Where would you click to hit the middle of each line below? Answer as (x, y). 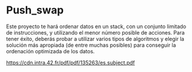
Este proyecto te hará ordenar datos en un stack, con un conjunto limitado (96, 26)
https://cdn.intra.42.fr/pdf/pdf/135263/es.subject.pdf (71, 63)
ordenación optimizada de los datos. (51, 51)
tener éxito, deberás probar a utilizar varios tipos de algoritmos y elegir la (95, 39)
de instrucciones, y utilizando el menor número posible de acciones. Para (95, 32)
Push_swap (35, 10)
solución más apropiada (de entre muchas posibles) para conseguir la (91, 45)
